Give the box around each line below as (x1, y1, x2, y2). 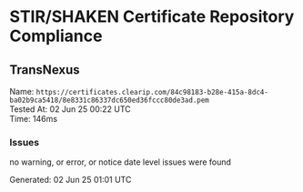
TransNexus (9, 62, 80, 77)
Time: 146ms (9, 114, 57, 124)
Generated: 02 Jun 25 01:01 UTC (9, 175, 132, 186)
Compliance (9, 25, 103, 46)
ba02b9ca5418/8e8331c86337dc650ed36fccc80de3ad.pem (9, 96, 209, 105)
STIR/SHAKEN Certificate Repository (9, 6, 295, 27)
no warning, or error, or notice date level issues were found (9, 157, 232, 167)
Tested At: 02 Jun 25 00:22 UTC (9, 104, 132, 115)
